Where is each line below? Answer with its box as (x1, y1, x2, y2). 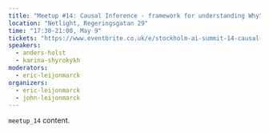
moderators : (8, 64, 48, 72)
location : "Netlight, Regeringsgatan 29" (8, 19, 149, 27)
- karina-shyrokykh (15, 57, 81, 65)
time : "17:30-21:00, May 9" (8, 26, 102, 34)
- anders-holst (15, 49, 66, 57)
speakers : (8, 42, 42, 50)
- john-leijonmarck (15, 94, 81, 102)
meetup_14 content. (8, 115, 70, 125)
